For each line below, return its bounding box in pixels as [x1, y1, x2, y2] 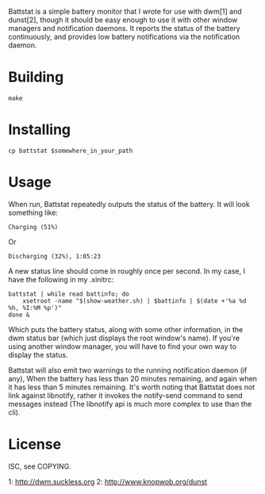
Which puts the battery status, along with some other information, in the [8, 324, 244, 334]
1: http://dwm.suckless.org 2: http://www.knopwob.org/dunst [8, 477, 208, 486]
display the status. [8, 350, 68, 359]
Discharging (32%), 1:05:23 [8, 252, 102, 260]
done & [8, 311, 30, 319]
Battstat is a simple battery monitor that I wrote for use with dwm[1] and [8, 7, 242, 16]
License [8, 435, 62, 453]
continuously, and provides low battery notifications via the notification [8, 32, 240, 41]
